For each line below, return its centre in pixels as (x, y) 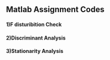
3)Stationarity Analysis (35, 51)
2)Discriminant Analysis (36, 38)
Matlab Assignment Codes (55, 10)
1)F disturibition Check (34, 24)
